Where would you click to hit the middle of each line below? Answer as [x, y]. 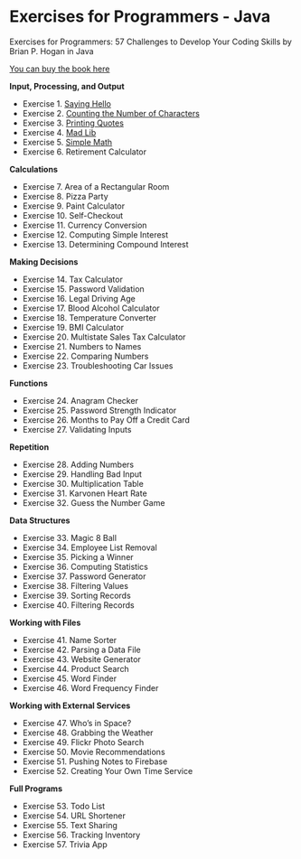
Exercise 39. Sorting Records [76, 595]
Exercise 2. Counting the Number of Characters [111, 113]
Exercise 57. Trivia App [65, 844]
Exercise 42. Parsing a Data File [82, 649]
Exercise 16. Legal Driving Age [79, 298]
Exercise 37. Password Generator [84, 576]
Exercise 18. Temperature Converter [89, 317]
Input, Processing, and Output [67, 86]
